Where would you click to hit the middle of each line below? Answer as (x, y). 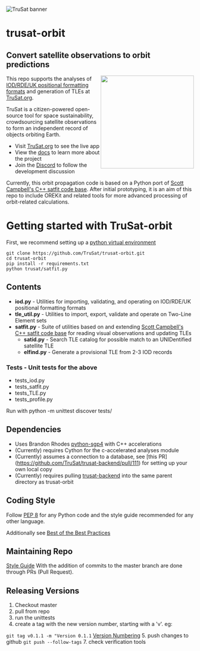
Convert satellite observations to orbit (78, 55)
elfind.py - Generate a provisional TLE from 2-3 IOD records (98, 352)
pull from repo (32, 611)
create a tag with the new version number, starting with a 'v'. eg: (93, 624)
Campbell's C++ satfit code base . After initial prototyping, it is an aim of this (99, 189)
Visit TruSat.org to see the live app (57, 146)
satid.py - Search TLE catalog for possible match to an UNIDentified (107, 339)
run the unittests (35, 618)
